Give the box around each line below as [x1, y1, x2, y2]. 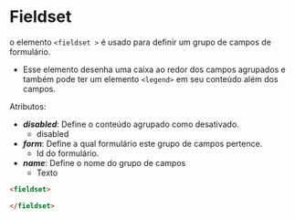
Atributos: [9, 100, 47, 111]
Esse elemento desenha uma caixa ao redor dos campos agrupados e [22, 64, 286, 75]
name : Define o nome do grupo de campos [22, 157, 186, 168]
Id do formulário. [36, 148, 100, 159]
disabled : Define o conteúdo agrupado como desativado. [22, 119, 239, 130]
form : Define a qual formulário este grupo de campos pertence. [22, 138, 263, 149]
